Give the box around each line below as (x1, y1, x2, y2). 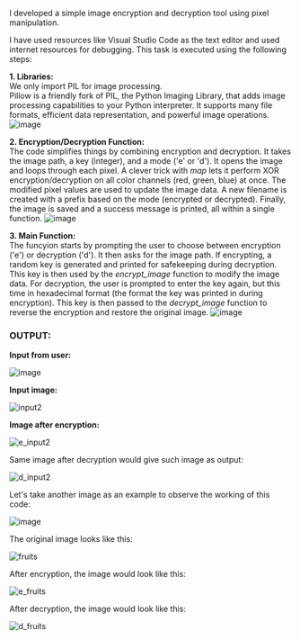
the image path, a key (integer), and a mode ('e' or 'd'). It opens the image (9, 156, 283, 166)
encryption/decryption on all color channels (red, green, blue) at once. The (9, 175, 287, 185)
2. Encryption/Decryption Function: (9, 137, 146, 147)
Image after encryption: (9, 419, 101, 430)
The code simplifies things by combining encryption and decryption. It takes (9, 146, 292, 157)
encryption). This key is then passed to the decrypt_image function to (9, 297, 268, 308)
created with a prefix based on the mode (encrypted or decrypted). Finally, (9, 194, 287, 204)
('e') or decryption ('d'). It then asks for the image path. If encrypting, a (9, 249, 272, 260)
